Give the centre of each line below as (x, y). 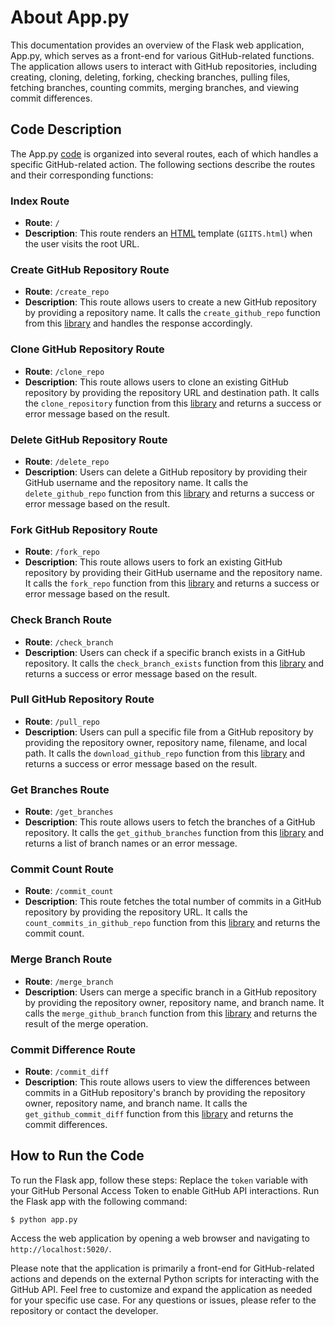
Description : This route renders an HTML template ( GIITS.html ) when (168, 233)
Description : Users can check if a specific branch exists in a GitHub (165, 652)
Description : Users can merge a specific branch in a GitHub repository (170, 992)
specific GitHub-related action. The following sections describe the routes (163, 164)
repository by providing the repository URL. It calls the (136, 912)
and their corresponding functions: (82, 175)
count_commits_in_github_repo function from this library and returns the (172, 923)
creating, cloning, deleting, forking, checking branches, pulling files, (150, 77)
